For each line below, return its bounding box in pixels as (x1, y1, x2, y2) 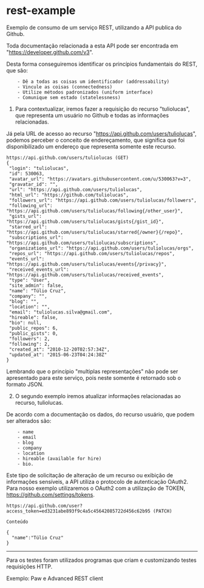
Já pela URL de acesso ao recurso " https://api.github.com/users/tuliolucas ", (6, 130, 197, 137)
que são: (6, 66, 29, 74)
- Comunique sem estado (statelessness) (17, 94, 121, 100)
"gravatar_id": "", (8, 181, 59, 187)
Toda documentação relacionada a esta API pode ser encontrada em (6, 42, 178, 49)
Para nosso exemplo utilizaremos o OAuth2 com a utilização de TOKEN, (6, 485, 185, 492)
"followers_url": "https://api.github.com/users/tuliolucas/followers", (8, 197, 197, 203)
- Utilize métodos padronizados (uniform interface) (17, 89, 154, 95)
